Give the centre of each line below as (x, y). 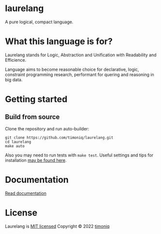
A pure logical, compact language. (39, 22)
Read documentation (26, 193)
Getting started (36, 99)
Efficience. (16, 60)
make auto (15, 146)
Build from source (32, 117)
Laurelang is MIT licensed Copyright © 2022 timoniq (57, 226)
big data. (14, 79)
